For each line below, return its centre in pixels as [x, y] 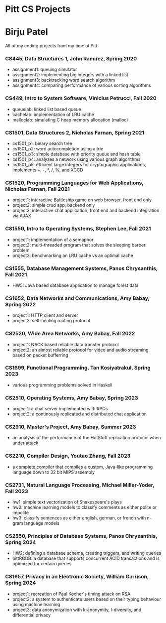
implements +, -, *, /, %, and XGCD [48, 170]
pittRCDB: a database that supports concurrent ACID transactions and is [86, 558]
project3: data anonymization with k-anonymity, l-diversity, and [77, 610]
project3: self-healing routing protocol [51, 321]
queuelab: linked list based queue [47, 109]
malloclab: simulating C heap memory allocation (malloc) [70, 120]
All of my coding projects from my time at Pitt [51, 46]
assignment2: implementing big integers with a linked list [70, 75]
